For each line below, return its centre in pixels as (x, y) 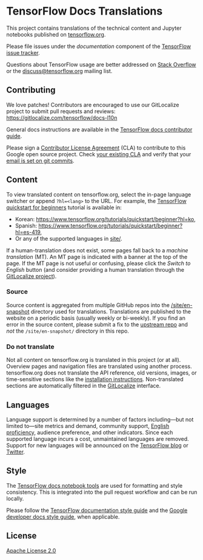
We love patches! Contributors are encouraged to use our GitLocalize (93, 105)
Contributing (31, 90)
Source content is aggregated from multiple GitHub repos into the (88, 305)
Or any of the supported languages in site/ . (68, 238)
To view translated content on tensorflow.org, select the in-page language (99, 194)
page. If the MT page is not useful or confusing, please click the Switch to (98, 263)
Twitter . (16, 452)
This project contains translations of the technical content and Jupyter (94, 28)
